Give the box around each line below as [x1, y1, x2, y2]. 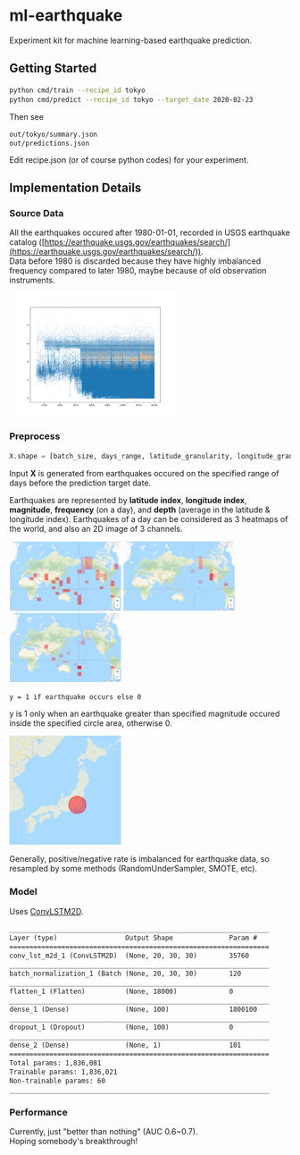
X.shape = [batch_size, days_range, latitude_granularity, [9, 451, 234, 460]
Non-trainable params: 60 [9, 1076, 105, 1085]
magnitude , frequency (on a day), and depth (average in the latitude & [9, 504, 271, 515]
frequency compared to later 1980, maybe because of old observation [9, 266, 267, 276]
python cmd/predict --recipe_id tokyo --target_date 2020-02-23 [9, 95, 254, 104]
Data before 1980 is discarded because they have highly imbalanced [9, 256, 262, 266]
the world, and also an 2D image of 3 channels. [9, 523, 183, 534]
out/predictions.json [9, 139, 90, 148]
